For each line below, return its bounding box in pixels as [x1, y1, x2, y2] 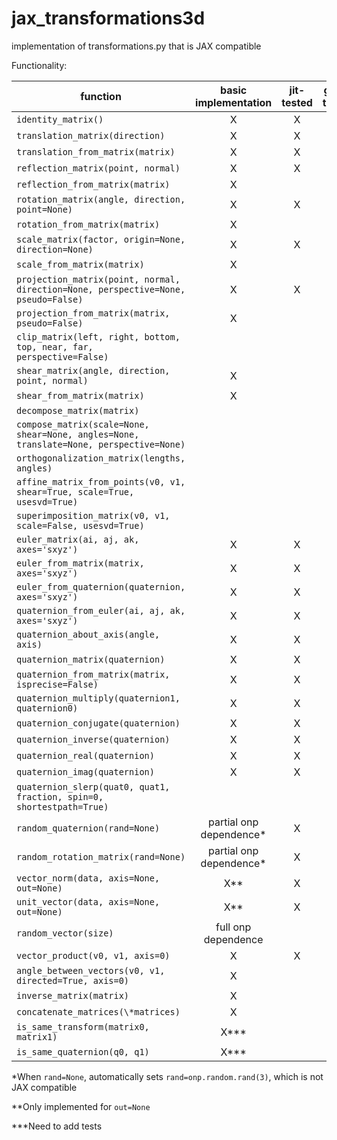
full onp [215, 920, 252, 934]
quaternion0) [16, 702, 79, 714]
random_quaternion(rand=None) [16, 822, 161, 834]
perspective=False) [16, 351, 109, 362]
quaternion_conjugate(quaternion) [16, 717, 181, 729]
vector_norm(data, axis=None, [16, 872, 161, 884]
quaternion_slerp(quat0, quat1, [16, 781, 171, 792]
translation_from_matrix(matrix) [16, 146, 176, 157]
